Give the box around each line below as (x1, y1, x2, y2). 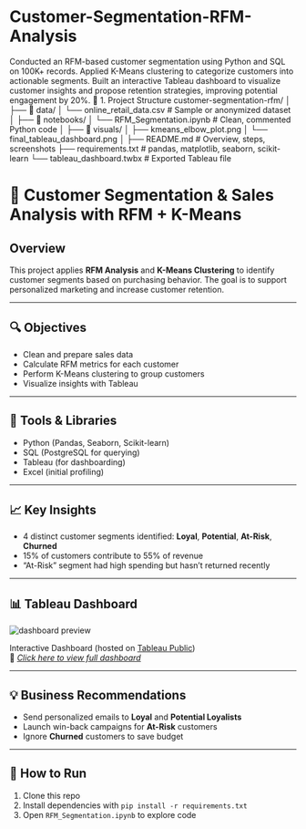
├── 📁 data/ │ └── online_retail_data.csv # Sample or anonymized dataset (9, 104, 291, 115)
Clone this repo (22, 790, 80, 801)
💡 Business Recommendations (9, 687, 187, 703)
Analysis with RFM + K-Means (9, 204, 242, 225)
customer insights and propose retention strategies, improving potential (9, 85, 278, 96)
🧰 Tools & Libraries (9, 413, 117, 429)
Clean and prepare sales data (22, 348, 134, 359)
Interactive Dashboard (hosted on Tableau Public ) (9, 643, 196, 654)
